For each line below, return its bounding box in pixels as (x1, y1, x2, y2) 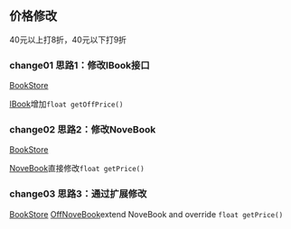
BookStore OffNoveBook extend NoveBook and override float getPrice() (9, 208, 284, 219)
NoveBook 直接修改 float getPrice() (9, 163, 145, 174)
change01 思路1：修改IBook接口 (9, 59, 151, 71)
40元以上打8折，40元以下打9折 (9, 34, 127, 45)
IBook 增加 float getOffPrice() (9, 98, 124, 110)
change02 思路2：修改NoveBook (9, 124, 156, 136)
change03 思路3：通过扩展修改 (9, 188, 147, 200)
